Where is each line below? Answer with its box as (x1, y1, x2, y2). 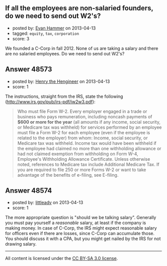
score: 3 (12, 35, 30, 41)
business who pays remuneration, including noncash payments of (17, 113, 153, 119)
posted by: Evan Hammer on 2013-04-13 (12, 25, 96, 31)
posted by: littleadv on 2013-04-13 (12, 200, 83, 206)
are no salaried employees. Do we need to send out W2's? (5, 50, 125, 56)
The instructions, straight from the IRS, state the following (5, 93, 123, 99)
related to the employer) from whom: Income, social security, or (17, 135, 148, 141)
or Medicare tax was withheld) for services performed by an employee (17, 124, 162, 130)
